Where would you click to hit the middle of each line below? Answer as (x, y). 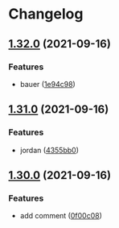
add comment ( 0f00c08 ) (61, 216)
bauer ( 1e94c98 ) (48, 84)
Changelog (46, 14)
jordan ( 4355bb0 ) (49, 150)
